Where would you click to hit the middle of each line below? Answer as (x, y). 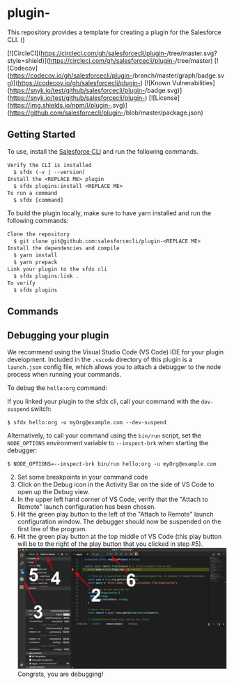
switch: (41, 409)
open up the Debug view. (53, 491)
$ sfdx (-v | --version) (49, 172)
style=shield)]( (28, 60)
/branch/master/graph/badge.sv (178, 75)
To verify (22, 283)
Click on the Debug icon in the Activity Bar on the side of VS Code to (116, 484)
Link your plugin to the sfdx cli (57, 269)
